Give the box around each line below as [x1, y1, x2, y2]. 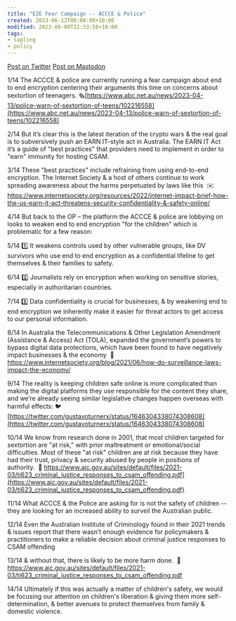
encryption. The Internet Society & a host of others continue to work [7, 174, 205, 181]
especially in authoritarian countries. [7, 283, 113, 292]
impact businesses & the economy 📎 [7, 351, 114, 359]
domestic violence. [7, 607, 63, 615]
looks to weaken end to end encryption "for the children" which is [7, 220, 198, 228]
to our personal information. [7, 315, 88, 323]
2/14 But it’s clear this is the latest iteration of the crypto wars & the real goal [7, 130, 228, 138]
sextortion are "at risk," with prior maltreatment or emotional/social [7, 440, 200, 449]
